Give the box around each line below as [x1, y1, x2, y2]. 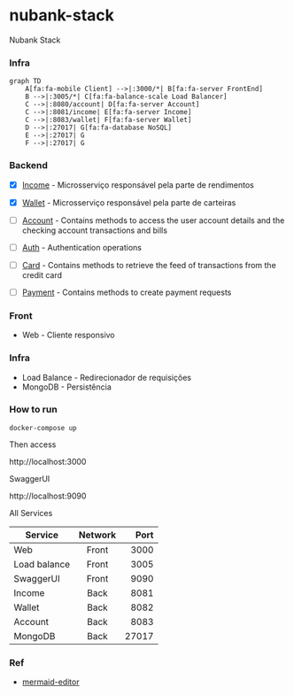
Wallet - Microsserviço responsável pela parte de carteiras [21, 197, 236, 208]
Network [78, 529, 117, 541]
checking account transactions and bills [21, 225, 168, 236]
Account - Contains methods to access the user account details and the [21, 214, 285, 226]
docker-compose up [9, 423, 77, 432]
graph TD [9, 77, 42, 86]
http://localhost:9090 [9, 490, 87, 501]
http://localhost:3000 [9, 456, 87, 467]
